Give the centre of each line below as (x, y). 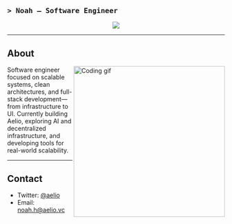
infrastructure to (45, 107)
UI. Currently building (37, 114)
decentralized (27, 129)
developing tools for (36, 143)
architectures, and (33, 92)
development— (46, 99)
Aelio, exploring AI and (39, 121)
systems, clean (29, 85)
